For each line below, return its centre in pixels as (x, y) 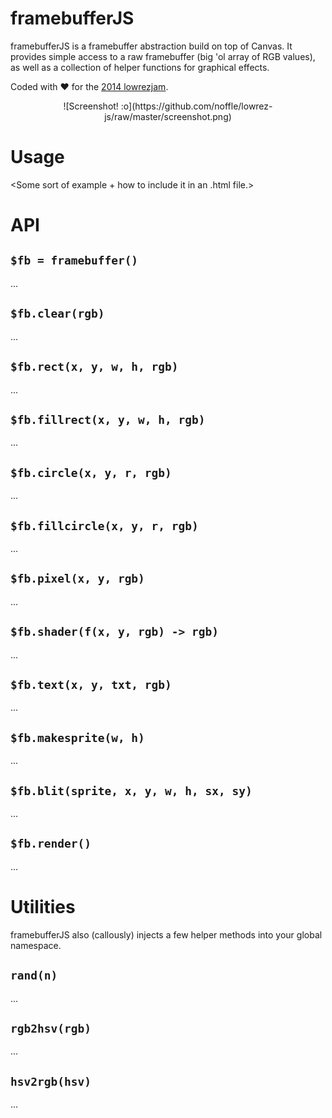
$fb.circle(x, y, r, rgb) (91, 472)
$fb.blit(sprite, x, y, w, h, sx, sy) (131, 790)
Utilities (43, 907)
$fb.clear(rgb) (57, 314)
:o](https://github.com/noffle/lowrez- (196, 106)
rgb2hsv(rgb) (51, 1028)
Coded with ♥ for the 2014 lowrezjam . (89, 86)
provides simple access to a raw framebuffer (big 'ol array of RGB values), (163, 56)
